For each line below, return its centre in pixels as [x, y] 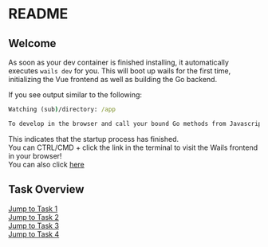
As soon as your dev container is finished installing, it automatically [119, 62]
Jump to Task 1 [33, 209]
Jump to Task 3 [34, 225]
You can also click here [47, 164]
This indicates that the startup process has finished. [94, 139]
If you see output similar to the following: [75, 95]
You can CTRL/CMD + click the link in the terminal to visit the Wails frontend [133, 147]
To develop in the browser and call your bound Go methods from [117, 123]
